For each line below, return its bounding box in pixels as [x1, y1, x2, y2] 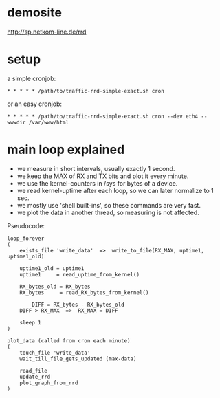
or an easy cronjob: [7, 100, 63, 108]
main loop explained [7, 142, 125, 157]
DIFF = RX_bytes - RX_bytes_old [32, 301, 125, 308]
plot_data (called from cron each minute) [7, 337, 131, 344]
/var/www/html [28, 119, 69, 126]
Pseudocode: [7, 221, 45, 230]
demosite [7, 5, 62, 21]
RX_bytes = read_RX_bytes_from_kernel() [19, 289, 149, 296]
